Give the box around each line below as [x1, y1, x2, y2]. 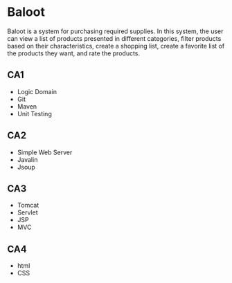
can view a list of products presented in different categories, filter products [7, 34, 222, 42]
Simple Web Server [17, 148, 73, 156]
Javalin [17, 155, 38, 163]
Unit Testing [17, 109, 52, 118]
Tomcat [17, 201, 39, 210]
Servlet [17, 208, 38, 217]
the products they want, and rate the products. [7, 49, 141, 57]
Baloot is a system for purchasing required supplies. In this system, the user [7, 27, 224, 35]
